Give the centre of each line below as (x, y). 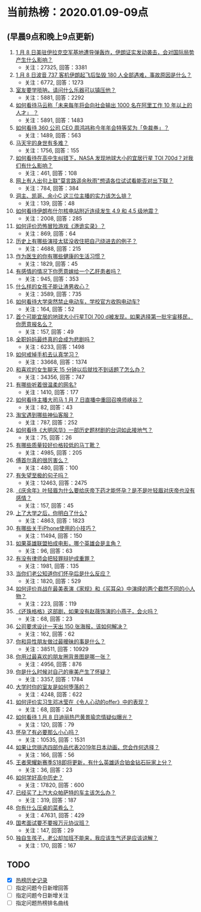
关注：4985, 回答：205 (53, 453)
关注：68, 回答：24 (48, 710)
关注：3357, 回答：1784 (54, 679)
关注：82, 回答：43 (48, 407)
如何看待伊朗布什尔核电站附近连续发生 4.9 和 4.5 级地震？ (87, 211)
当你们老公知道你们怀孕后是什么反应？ (63, 574)
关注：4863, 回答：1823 (54, 521)
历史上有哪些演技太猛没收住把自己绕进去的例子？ (76, 241)
